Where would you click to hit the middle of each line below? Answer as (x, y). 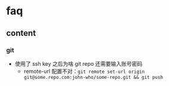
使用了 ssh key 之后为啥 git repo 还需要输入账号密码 (79, 63)
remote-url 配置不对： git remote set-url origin (84, 71)
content (21, 33)
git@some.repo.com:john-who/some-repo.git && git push (93, 77)
